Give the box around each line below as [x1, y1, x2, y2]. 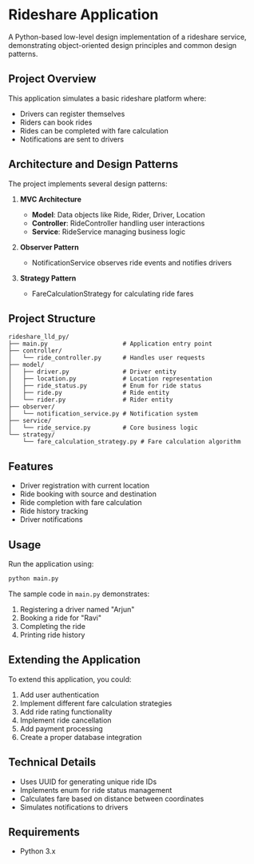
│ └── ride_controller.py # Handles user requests [8, 354, 205, 362]
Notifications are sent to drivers [19, 134, 125, 144]
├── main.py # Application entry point [8, 340, 213, 348]
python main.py [8, 575, 59, 583]
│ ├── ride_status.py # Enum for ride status [8, 382, 202, 390]
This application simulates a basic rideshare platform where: [8, 94, 207, 103]
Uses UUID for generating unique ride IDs [19, 777, 157, 786]
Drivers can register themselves [19, 109, 125, 118]
